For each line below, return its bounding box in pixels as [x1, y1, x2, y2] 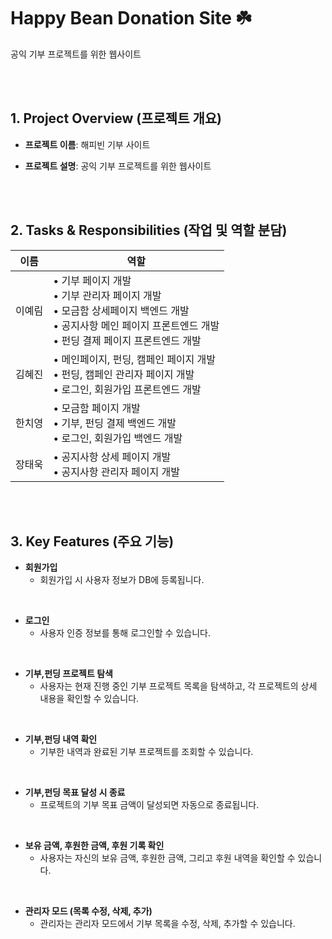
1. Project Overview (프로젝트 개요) [10, 110, 222, 127]
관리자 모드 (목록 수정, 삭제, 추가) [24, 905, 153, 917]
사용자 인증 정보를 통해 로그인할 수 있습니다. [39, 627, 211, 639]
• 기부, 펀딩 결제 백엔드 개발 [53, 416, 177, 430]
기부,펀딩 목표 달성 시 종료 [24, 786, 126, 799]
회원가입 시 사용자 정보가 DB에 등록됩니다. [39, 574, 205, 586]
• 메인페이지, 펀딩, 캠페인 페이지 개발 [53, 352, 217, 366]
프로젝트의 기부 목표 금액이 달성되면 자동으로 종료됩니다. [39, 799, 260, 811]
